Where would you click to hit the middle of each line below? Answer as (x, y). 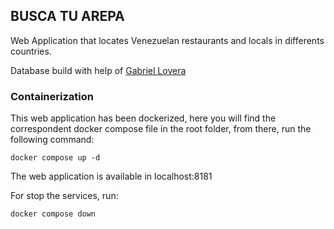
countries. (31, 51)
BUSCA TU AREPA (67, 16)
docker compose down (53, 214)
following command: (52, 140)
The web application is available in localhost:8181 (111, 176)
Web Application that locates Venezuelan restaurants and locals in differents (167, 40)
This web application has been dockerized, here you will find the (143, 118)
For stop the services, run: (64, 196)
